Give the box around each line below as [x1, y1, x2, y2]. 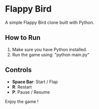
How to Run [5, 34, 41, 42]
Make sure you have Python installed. [12, 46, 87, 52]
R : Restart [12, 84, 32, 90]
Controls [5, 66, 32, 74]
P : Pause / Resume [12, 89, 50, 95]
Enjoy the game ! [5, 98, 39, 104]
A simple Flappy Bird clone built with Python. [5, 19, 95, 25]
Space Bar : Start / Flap [12, 79, 58, 85]
